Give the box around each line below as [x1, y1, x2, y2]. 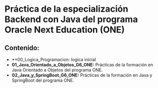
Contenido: [4, 44, 40, 52]
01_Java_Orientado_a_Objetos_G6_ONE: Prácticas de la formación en [11, 62, 154, 67]
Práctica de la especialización [4, 3, 128, 15]
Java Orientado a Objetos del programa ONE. [11, 67, 103, 73]
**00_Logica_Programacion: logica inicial [11, 57, 96, 62]
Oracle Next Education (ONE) [4, 24, 125, 35]
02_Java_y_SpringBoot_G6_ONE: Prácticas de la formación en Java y [11, 72, 153, 78]
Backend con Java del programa [4, 14, 138, 25]
